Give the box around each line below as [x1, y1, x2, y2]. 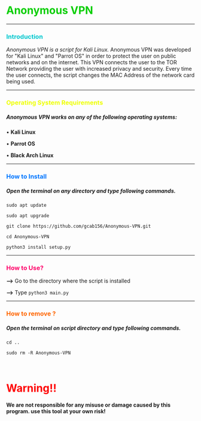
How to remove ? [6, 309, 56, 318]
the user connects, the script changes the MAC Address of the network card [6, 71, 195, 79]
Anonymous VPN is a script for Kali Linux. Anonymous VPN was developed [6, 46, 191, 53]
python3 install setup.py [6, 244, 71, 251]
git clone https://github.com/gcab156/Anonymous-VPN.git [6, 223, 151, 230]
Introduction [6, 32, 43, 41]
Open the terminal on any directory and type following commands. [6, 187, 176, 194]
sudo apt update [6, 202, 47, 209]
